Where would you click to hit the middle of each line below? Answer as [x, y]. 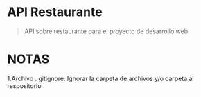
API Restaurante [55, 12]
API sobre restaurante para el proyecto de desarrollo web [106, 31]
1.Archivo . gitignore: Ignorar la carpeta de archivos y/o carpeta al [101, 78]
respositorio [24, 86]
